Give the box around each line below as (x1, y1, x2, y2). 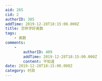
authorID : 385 (5, 17, 35, 22)
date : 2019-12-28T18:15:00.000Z (5, 63, 72, 68)
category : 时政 (5, 68, 35, 73)
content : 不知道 (23, 59, 55, 64)
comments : (5, 40, 26, 45)
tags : (5, 31, 16, 36)
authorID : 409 (23, 49, 52, 54)
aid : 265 (5, 7, 23, 13)
